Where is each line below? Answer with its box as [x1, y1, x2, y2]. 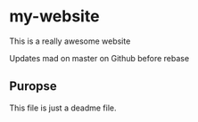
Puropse [9, 78, 58, 94]
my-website [9, 6, 100, 27]
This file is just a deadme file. [9, 102, 118, 113]
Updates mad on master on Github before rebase [9, 53, 190, 63]
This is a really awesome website [9, 36, 131, 46]
